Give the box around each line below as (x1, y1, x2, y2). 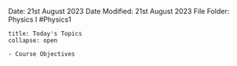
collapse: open (8, 36, 58, 44)
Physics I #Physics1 (8, 15, 72, 24)
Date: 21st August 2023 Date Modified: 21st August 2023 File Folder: (8, 7, 230, 16)
